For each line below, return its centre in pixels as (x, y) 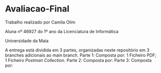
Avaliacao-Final (37, 9)
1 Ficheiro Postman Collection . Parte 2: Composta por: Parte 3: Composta (78, 60)
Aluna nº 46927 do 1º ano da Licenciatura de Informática (62, 31)
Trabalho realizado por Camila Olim (40, 22)
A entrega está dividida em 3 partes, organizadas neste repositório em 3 (77, 50)
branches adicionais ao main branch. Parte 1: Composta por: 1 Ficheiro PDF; (81, 55)
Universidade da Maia (27, 41)
